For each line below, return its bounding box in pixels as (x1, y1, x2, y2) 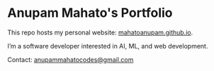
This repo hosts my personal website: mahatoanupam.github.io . (7, 28, 193, 37)
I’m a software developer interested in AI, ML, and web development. (7, 41, 208, 50)
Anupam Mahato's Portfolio (7, 5, 173, 21)
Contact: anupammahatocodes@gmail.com (7, 55, 134, 64)
